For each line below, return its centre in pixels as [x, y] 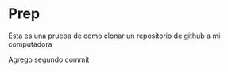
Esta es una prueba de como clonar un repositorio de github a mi [114, 36]
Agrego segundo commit [49, 59]
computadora [31, 44]
